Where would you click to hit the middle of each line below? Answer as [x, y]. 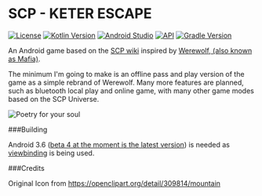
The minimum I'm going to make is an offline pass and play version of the [126, 74]
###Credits [26, 168]
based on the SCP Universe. [54, 99]
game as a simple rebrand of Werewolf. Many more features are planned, [126, 82]
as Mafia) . [24, 59]
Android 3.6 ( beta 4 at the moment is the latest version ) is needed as [119, 144]
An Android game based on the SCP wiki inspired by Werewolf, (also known [130, 50]
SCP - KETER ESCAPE [80, 14]
